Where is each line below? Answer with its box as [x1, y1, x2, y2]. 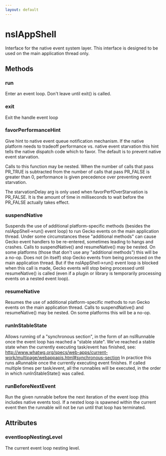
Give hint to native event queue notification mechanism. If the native [5, 138, 144, 144]
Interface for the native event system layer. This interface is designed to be [5, 45, 159, 51]
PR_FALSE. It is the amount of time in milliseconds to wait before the [5, 194, 144, 200]
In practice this [121, 354, 152, 360]
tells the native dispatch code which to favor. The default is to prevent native [5, 148, 161, 154]
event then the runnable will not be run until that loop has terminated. [5, 404, 146, 410]
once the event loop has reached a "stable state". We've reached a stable [5, 339, 155, 344]
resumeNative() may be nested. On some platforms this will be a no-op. [5, 310, 151, 316]
